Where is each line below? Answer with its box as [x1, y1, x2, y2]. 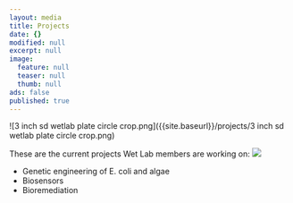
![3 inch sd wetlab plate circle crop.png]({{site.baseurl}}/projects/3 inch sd [9, 121, 284, 131]
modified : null [9, 38, 66, 47]
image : [9, 55, 34, 63]
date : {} [9, 30, 42, 38]
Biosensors [21, 175, 64, 186]
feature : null [17, 63, 70, 72]
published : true [9, 96, 70, 106]
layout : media [9, 13, 63, 22]
